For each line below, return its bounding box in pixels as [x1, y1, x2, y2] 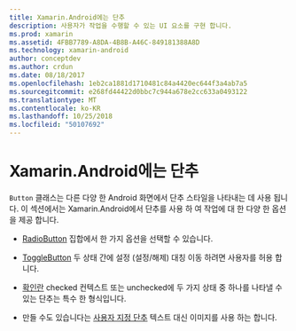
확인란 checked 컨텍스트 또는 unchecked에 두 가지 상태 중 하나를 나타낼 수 [21, 281, 283, 293]
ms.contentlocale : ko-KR [9, 104, 101, 113]
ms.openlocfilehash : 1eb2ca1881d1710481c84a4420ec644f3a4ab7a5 [9, 79, 248, 88]
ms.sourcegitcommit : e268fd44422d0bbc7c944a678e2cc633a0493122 [9, 87, 248, 96]
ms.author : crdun [9, 63, 74, 72]
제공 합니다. [18, 214, 59, 225]
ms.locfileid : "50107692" [9, 121, 105, 130]
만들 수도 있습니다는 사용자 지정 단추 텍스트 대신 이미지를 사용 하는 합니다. [21, 311, 277, 322]
